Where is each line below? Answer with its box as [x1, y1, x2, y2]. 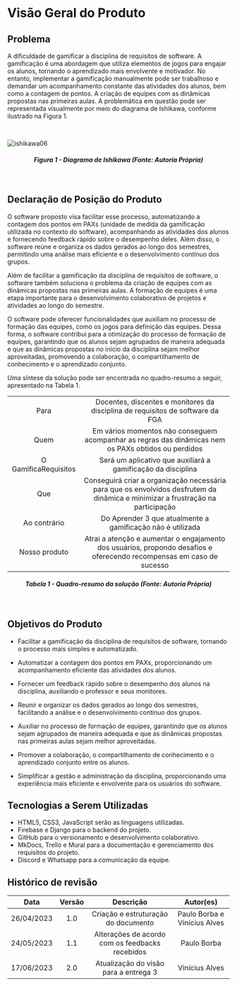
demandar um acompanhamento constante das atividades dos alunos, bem [7, 82, 226, 90]
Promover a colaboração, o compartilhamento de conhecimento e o [17, 750, 214, 759]
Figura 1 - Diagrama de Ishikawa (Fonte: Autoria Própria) [34, 155, 203, 164]
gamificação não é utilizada [109, 522, 201, 532]
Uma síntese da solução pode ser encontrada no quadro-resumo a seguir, [7, 373, 222, 382]
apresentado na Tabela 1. [7, 381, 80, 389]
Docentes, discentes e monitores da [95, 397, 215, 407]
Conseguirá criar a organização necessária [83, 475, 226, 485]
